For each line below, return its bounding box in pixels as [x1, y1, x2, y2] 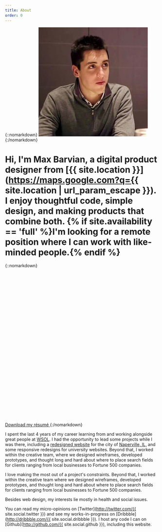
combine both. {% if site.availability [5, 216, 152, 227]
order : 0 [5, 13, 23, 18]
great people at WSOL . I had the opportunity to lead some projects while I [5, 436, 152, 442]
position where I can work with [5, 236, 132, 247]
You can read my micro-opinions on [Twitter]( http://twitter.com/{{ [5, 506, 136, 512]
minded [5, 247, 36, 257]
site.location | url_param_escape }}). [5, 185, 157, 196]
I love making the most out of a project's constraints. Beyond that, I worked [5, 472, 156, 478]
